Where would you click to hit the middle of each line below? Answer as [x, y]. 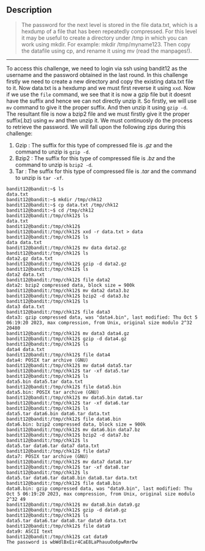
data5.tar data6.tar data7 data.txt [53, 446]
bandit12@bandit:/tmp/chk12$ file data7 [59, 451]
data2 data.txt [26, 275]
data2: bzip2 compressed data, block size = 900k [71, 285]
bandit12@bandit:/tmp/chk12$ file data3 [59, 312]
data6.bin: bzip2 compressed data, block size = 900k [76, 424]
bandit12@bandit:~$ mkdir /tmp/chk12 [54, 199]
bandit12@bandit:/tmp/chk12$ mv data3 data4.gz [68, 333]
